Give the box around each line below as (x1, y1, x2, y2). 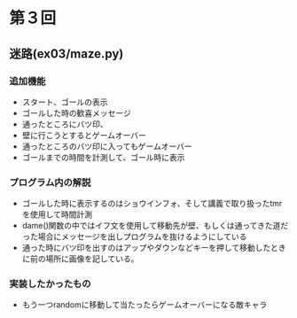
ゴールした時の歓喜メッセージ (21, 107, 131, 118)
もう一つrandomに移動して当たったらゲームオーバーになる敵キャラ (21, 299, 268, 310)
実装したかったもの (9, 278, 91, 291)
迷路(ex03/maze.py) (9, 46, 124, 61)
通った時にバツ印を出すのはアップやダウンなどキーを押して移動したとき (21, 243, 286, 253)
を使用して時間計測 (21, 209, 93, 220)
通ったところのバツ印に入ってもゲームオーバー (21, 141, 192, 151)
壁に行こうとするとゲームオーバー (21, 129, 146, 140)
